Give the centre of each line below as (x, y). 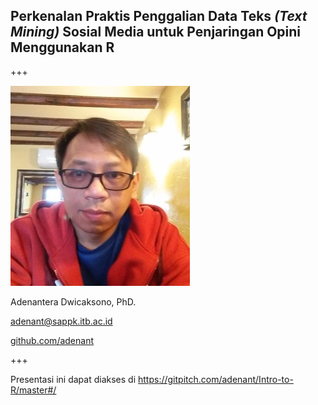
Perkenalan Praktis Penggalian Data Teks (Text (159, 16)
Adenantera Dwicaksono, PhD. (73, 301)
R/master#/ (33, 390)
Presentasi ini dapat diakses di (73, 379)
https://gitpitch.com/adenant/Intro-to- (216, 379)
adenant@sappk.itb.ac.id (61, 321)
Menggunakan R (62, 47)
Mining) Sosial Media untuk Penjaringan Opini (156, 32)
